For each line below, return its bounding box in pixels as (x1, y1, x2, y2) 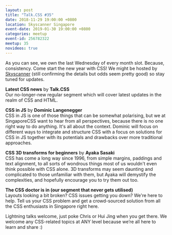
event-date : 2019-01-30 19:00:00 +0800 (5, 27, 91, 32)
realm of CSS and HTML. (5, 97, 58, 103)
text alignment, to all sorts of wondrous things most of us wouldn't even (5, 160, 157, 167)
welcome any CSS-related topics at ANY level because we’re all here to (5, 219, 156, 225)
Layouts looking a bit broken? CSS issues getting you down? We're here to (5, 192, 163, 198)
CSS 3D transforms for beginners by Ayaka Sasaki (5, 149, 115, 155)
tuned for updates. (5, 76, 45, 82)
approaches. (5, 140, 32, 146)
